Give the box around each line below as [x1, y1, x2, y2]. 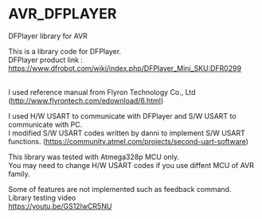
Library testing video [8, 193, 76, 202]
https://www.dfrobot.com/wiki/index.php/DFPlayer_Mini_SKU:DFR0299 [8, 63, 241, 72]
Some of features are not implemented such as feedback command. [8, 184, 232, 194]
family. [8, 169, 30, 178]
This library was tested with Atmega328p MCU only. [8, 152, 180, 162]
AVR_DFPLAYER [8, 5, 117, 23]
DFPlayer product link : [8, 55, 84, 65]
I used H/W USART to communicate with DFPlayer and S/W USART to [8, 111, 237, 120]
